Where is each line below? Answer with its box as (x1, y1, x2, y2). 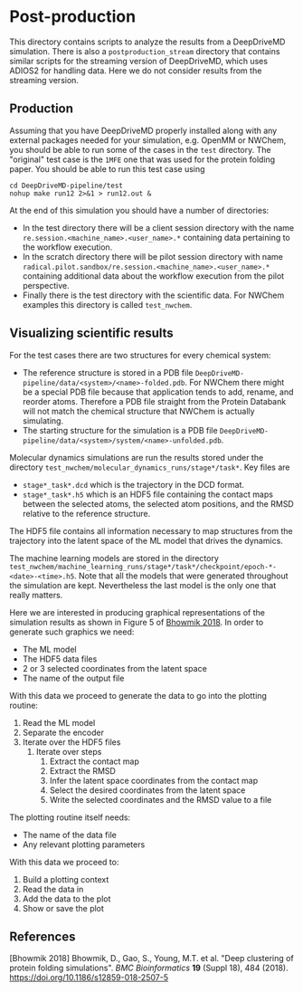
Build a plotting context (22, 873, 109, 884)
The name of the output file (22, 672, 125, 683)
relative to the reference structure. (22, 508, 151, 519)
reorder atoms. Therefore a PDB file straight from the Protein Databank (22, 396, 287, 406)
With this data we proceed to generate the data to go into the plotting (9, 690, 267, 701)
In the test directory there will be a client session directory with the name (22, 222, 295, 233)
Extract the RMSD (49, 765, 116, 776)
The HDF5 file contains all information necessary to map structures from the (9, 525, 293, 536)
